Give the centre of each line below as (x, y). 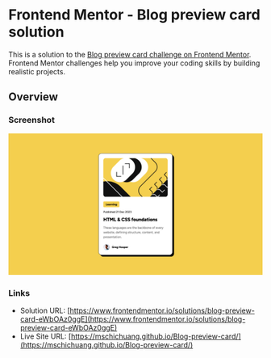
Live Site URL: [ (46, 336)
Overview (33, 97)
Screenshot (31, 120)
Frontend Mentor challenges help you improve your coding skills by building (134, 63)
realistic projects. (37, 71)
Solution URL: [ (45, 311)
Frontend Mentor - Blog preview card (134, 15)
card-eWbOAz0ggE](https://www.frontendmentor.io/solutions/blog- (133, 319)
